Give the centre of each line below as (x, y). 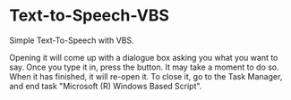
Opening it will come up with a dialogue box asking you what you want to (144, 57)
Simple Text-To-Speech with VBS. (72, 40)
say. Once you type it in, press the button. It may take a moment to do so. (144, 67)
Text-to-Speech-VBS (90, 16)
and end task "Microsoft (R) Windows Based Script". (106, 86)
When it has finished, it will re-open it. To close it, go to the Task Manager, (146, 76)
